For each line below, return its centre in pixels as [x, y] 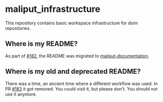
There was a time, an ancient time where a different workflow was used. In [81, 84]
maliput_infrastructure [53, 9]
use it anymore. [21, 94]
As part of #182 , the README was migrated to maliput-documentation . [77, 56]
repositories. [18, 28]
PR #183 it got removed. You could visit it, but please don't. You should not [81, 89]
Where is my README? [41, 44]
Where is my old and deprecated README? [73, 71]
